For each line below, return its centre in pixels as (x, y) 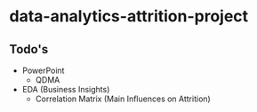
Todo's (29, 49)
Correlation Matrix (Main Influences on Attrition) (123, 99)
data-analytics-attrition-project (129, 16)
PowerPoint (43, 70)
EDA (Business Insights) (66, 89)
